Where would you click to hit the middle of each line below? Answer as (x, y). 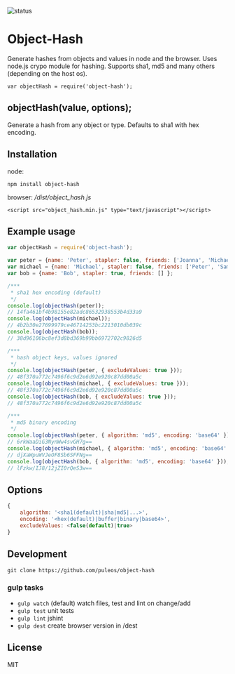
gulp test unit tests (46, 610)
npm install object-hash (43, 184)
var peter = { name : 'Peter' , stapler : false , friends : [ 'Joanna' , (106, 260)
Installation (32, 154)
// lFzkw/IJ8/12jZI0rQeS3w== (50, 468)
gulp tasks (26, 588)
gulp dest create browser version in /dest (77, 626)
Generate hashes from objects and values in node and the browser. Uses (112, 58)
